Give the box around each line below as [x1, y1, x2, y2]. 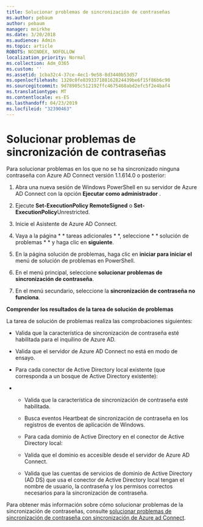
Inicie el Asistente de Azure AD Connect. [15, 220, 118, 228]
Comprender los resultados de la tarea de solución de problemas [6, 305, 174, 313]
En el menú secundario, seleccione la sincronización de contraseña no [15, 287, 196, 294]
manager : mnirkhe [6, 26, 51, 32]
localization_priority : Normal [6, 54, 86, 61]
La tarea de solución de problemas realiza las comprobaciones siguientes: [6, 318, 193, 325]
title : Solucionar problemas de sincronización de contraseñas [6, 9, 171, 15]
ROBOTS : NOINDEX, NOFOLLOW [6, 49, 75, 55]
